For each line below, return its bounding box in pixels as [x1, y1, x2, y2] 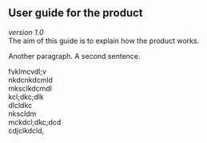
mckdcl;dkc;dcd [8, 117, 62, 126]
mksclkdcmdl [8, 83, 52, 93]
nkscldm [8, 109, 37, 118]
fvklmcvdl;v [8, 67, 46, 76]
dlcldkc [8, 100, 33, 110]
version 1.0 [8, 27, 44, 37]
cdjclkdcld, [8, 126, 45, 135]
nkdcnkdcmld [8, 75, 54, 84]
